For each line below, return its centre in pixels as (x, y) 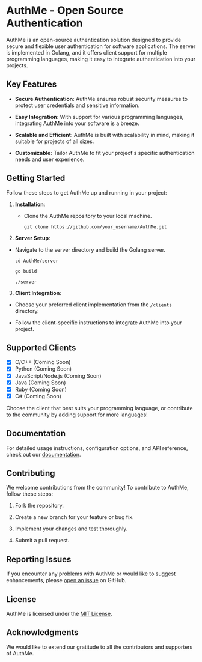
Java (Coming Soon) (40, 383)
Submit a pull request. (42, 541)
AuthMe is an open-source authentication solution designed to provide (94, 40)
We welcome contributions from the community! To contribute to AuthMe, (97, 488)
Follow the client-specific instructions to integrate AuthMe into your (98, 323)
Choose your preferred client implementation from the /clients (93, 305)
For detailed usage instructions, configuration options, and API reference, (97, 448)
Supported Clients (41, 348)
